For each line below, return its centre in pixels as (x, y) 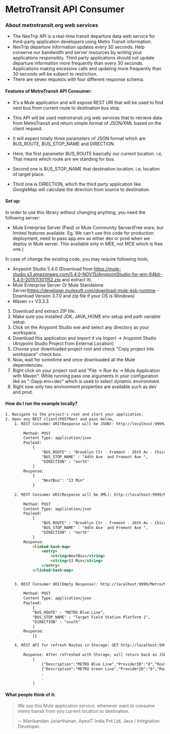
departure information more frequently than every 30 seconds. (78, 63)
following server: (23, 217)
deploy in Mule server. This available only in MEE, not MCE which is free (88, 244)
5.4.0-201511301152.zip (37, 279)
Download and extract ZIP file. (44, 311)
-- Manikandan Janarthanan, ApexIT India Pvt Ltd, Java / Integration (89, 721)
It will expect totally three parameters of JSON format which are (79, 138)
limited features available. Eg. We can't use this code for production (83, 233)
